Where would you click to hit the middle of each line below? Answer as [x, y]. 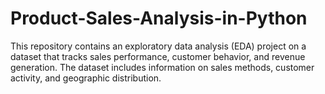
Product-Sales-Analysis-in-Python [159, 18]
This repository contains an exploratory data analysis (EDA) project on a [158, 46]
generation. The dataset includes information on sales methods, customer [162, 67]
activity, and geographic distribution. [86, 78]
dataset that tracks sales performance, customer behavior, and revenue [158, 56]
